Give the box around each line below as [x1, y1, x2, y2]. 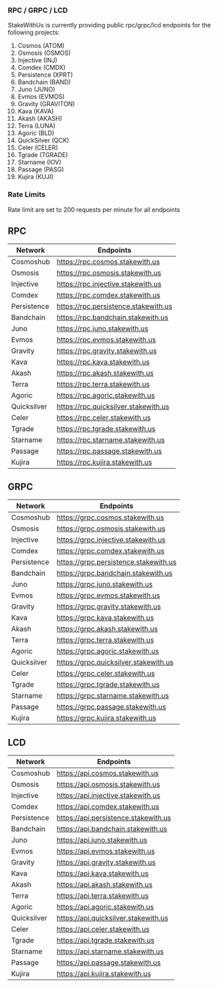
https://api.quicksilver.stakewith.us [56, 914, 169, 923]
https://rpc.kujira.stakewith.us [56, 458, 152, 467]
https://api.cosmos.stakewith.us [56, 768, 159, 778]
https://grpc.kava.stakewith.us [56, 613, 154, 622]
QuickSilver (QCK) [17, 136, 70, 145]
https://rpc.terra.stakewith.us [56, 380, 150, 389]
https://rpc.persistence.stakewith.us [56, 302, 173, 311]
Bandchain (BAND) [17, 78, 71, 86]
